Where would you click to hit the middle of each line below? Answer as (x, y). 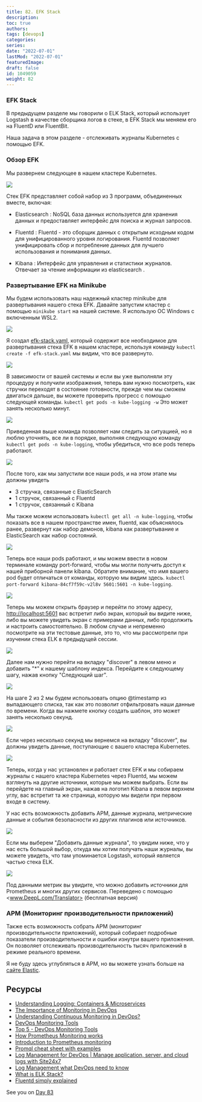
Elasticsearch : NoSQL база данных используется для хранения (96, 214)
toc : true (19, 23)
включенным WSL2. (32, 318)
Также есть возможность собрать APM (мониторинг (74, 926)
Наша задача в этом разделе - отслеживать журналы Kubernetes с (93, 138)
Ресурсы (24, 989)
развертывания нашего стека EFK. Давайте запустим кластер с (88, 305)
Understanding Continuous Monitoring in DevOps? (77, 1016)
